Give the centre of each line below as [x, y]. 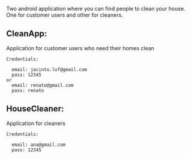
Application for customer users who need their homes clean [80, 48]
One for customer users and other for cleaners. [65, 15]
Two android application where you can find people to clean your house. [96, 9]
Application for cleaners [36, 123]
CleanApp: [27, 34]
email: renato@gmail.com [43, 85]
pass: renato [28, 90]
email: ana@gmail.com [39, 145]
